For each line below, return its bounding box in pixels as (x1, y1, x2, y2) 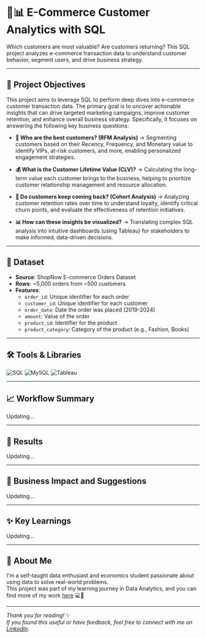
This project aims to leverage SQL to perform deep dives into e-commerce (6, 96, 194, 103)
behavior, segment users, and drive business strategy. (6, 56, 143, 63)
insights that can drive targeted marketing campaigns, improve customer (6, 109, 190, 116)
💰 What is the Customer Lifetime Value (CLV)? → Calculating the (15, 166, 183, 173)
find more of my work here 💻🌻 (6, 592, 85, 599)
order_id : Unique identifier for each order (24, 293, 130, 300)
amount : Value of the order (24, 312, 90, 320)
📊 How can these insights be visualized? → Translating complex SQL (15, 218, 193, 225)
